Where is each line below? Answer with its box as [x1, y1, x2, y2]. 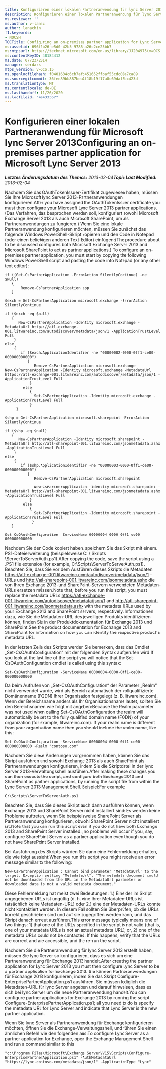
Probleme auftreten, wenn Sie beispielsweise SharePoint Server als [5, 813, 142, 819]
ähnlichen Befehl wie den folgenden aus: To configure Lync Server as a [5, 1030, 149, 1037]
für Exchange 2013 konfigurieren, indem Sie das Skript [5, 973, 116, 980]
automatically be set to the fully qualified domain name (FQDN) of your [5, 714, 149, 720]
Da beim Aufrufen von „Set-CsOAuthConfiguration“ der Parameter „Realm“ [5, 682, 157, 688]
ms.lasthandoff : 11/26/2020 [5, 90, 63, 95]
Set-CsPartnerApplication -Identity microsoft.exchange [34, 394, 152, 399]
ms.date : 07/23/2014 [5, 58, 48, 63]
